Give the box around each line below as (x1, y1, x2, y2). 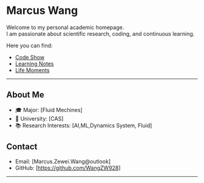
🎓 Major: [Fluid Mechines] (15, 106, 83, 113)
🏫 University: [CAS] (15, 115, 64, 122)
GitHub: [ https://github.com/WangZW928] (15, 164, 121, 171)
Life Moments (15, 66, 50, 73)
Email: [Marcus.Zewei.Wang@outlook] (15, 158, 111, 165)
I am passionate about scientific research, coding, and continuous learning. (6, 30, 195, 37)
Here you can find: (6, 42, 53, 49)
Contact (6, 142, 38, 152)
